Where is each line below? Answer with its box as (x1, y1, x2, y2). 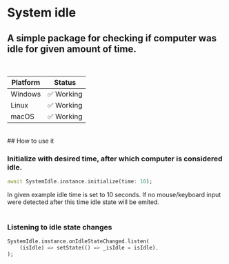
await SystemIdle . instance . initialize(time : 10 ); (7, 178, 153, 185)
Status (54, 78, 77, 87)
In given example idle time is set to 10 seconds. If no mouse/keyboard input (7, 191, 221, 199)
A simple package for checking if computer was (7, 32, 217, 44)
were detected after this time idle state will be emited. (7, 198, 160, 206)
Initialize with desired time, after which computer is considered (7, 154, 223, 163)
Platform (11, 78, 41, 87)
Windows (10, 90, 41, 99)
